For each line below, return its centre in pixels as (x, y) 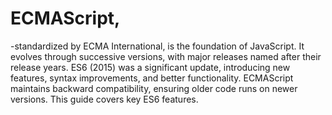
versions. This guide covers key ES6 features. (104, 99)
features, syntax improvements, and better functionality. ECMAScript (152, 78)
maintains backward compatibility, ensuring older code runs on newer (154, 88)
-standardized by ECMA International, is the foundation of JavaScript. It (157, 46)
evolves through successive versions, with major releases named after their (166, 56)
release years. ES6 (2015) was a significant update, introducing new (150, 67)
